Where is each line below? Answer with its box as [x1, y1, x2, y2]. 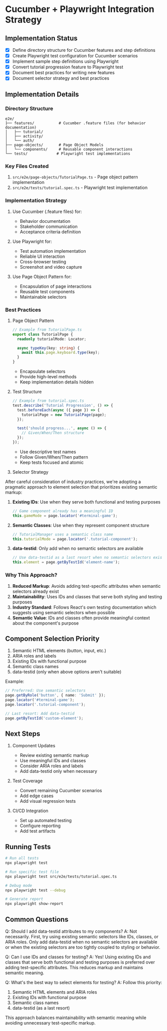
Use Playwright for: [12, 238, 52, 244]
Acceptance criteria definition [19, 228, 81, 235]
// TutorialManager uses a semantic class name [12, 532, 113, 537]
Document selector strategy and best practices [12, 75, 110, 81]
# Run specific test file [5, 869, 59, 874]
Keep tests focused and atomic [19, 459, 84, 465]
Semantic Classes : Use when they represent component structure [12, 522, 150, 528]
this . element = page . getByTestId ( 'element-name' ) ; [12, 560, 120, 565]
